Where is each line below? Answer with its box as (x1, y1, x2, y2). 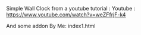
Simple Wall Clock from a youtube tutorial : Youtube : (6, 5, 136, 12)
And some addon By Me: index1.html (6, 23, 96, 29)
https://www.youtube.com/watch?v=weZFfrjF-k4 (6, 11, 126, 18)
